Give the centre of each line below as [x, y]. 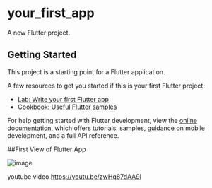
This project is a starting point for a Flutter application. [86, 71]
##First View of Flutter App [47, 149]
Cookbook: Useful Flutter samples [67, 107]
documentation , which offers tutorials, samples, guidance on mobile [106, 128]
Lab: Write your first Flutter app [63, 99]
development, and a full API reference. [63, 135]
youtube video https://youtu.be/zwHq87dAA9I [75, 176]
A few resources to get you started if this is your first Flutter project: [106, 86]
